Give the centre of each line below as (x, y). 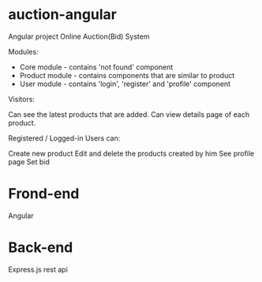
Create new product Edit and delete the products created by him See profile (131, 153)
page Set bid (29, 162)
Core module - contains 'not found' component (96, 67)
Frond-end (44, 194)
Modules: (23, 51)
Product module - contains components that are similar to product (127, 75)
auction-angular (62, 15)
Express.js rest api (38, 269)
